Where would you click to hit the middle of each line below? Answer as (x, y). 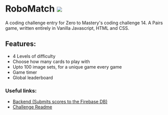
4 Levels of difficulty (34, 56)
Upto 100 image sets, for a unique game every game (67, 67)
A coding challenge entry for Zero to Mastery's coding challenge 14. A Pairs (84, 23)
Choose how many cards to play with (51, 62)
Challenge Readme (32, 107)
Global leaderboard (33, 77)
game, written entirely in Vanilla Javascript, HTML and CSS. (67, 28)
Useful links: (21, 90)
